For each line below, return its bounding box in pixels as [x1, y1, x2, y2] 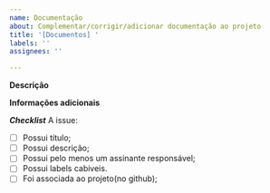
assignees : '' [9, 47, 63, 56]
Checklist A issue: [9, 115, 79, 126]
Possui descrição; [22, 142, 90, 154]
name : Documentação [9, 13, 83, 23]
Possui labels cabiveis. [22, 163, 108, 174]
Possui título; [22, 132, 72, 143]
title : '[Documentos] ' [9, 30, 100, 39]
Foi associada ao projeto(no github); [22, 173, 159, 184]
